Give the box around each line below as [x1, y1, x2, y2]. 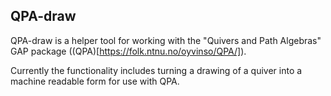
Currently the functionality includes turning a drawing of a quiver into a [10, 64, 303, 76]
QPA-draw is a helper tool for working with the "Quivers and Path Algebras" [10, 34, 322, 46]
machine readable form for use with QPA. [10, 75, 180, 87]
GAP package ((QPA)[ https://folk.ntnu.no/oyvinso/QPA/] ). [10, 45, 247, 57]
